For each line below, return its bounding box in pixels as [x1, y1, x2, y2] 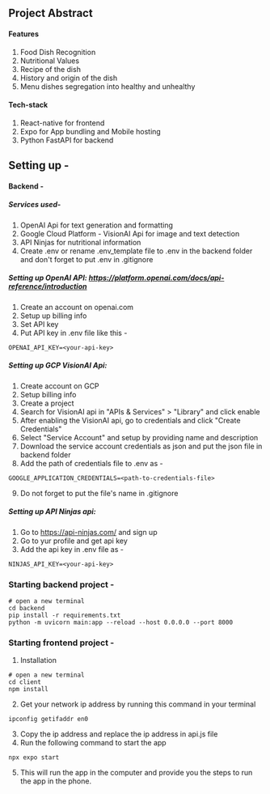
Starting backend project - [8, 579, 115, 590]
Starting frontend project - [8, 637, 115, 648]
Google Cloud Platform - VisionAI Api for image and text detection [19, 228, 240, 238]
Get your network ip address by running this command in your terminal [19, 699, 256, 709]
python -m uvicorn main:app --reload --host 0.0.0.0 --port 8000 [8, 618, 233, 626]
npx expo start [8, 754, 60, 762]
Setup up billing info [19, 311, 87, 321]
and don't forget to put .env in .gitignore [19, 254, 154, 264]
